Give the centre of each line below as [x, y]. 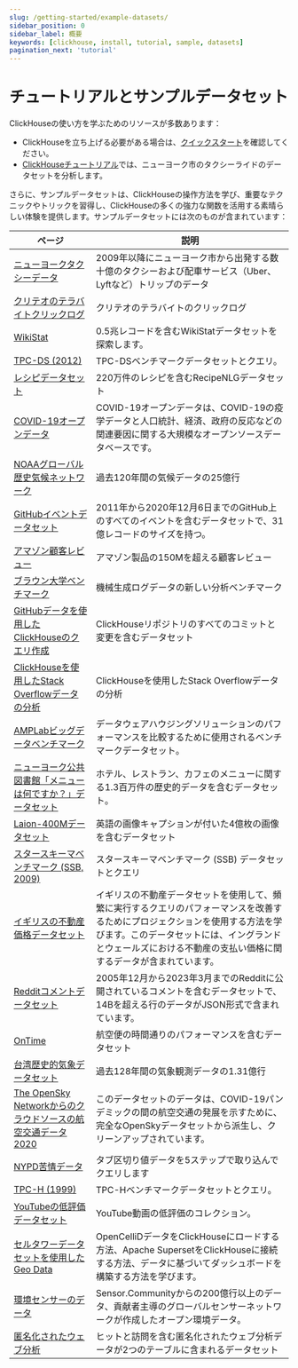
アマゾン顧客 [41, 551]
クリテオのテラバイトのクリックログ [172, 308]
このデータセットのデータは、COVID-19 [181, 1099]
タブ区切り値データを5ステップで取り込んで [188, 1160]
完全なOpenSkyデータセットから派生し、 [182, 1126]
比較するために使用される [202, 738]
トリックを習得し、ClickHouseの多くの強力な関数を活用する [150, 206]
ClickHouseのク [47, 637]
